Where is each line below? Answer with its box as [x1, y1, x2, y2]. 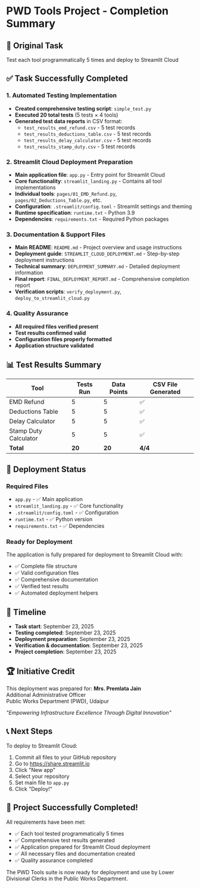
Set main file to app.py [14, 778, 70, 786]
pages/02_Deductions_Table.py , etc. [14, 196, 102, 204]
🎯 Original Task [6, 40, 64, 51]
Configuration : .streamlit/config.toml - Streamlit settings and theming [14, 202, 192, 210]
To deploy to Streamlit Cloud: [6, 742, 77, 749]
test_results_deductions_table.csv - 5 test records [23, 130, 152, 137]
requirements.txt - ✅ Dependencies [14, 523, 105, 530]
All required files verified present [14, 323, 99, 330]
